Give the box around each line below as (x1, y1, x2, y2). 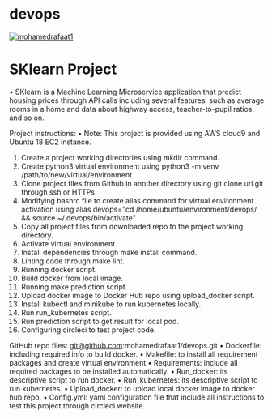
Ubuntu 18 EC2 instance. (9, 137, 91, 147)
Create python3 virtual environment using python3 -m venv (20, 161, 219, 171)
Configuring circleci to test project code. (20, 325, 156, 335)
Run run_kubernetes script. (20, 307, 112, 317)
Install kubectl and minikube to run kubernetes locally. (20, 299, 202, 309)
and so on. (9, 113, 45, 122)
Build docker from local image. (20, 273, 124, 283)
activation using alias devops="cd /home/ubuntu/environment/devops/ (20, 204, 257, 214)
